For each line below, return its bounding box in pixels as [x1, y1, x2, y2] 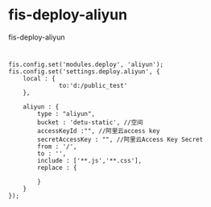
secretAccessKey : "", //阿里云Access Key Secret [37, 135, 204, 144]
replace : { [37, 164, 78, 172]
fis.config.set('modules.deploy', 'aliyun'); [8, 60, 163, 69]
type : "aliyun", [37, 110, 95, 118]
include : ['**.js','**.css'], [37, 157, 143, 165]
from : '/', [37, 143, 78, 151]
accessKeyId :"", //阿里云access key [37, 127, 160, 135]
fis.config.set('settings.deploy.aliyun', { [8, 68, 160, 76]
